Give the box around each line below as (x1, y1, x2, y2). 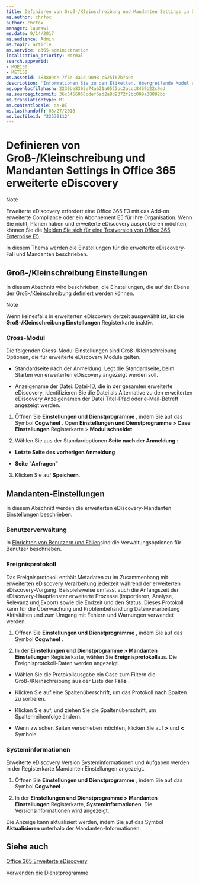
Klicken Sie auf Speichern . (14, 472, 81, 479)
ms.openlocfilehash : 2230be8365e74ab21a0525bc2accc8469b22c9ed (6, 86, 166, 92)
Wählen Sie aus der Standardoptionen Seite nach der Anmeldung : (14, 437, 179, 444)
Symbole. (14, 730, 38, 737)
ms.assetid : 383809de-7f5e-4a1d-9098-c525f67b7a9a (6, 75, 134, 81)
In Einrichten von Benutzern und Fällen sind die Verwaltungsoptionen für (6, 539, 182, 546)
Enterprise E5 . (6, 233, 41, 240)
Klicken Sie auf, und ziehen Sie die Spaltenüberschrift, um (14, 706, 156, 714)
